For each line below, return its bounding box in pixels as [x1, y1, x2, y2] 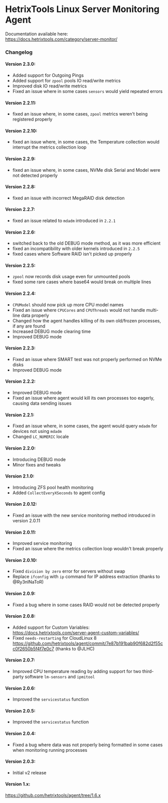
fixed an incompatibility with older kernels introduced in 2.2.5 [12, 246, 140, 252]
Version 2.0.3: [5, 758, 36, 764]
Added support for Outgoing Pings [12, 72, 84, 78]
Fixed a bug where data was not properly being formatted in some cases [12, 742, 163, 748]
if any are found [12, 323, 46, 329]
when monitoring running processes [12, 747, 88, 753]
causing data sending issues [12, 400, 72, 406]
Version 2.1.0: [5, 473, 35, 479]
